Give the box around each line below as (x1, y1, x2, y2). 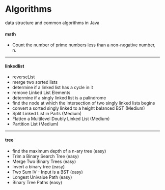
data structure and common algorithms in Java (5, 20, 100, 26)
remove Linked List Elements (12, 90, 71, 95)
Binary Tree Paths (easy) (12, 179, 62, 185)
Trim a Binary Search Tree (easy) (12, 153, 80, 159)
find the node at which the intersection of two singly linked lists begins (12, 100, 155, 106)
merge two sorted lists (12, 79, 58, 85)
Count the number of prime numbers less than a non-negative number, (12, 42, 156, 48)
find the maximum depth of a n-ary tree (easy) (12, 148, 107, 154)
